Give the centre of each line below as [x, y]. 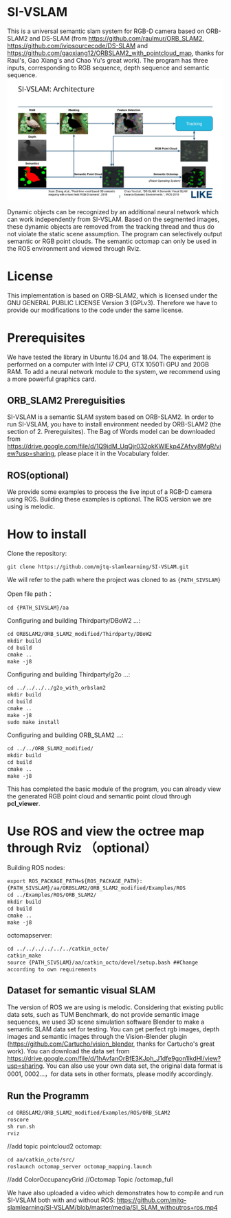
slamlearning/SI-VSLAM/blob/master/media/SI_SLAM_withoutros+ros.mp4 [112, 1207]
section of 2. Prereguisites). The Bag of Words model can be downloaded [111, 432]
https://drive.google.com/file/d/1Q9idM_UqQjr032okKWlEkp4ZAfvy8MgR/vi [114, 446]
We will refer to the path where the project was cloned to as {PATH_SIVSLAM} [114, 580]
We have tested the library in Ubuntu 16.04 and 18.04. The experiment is [109, 357]
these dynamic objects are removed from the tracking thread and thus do [111, 226]
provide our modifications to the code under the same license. [95, 310]
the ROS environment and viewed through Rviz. [74, 248]
